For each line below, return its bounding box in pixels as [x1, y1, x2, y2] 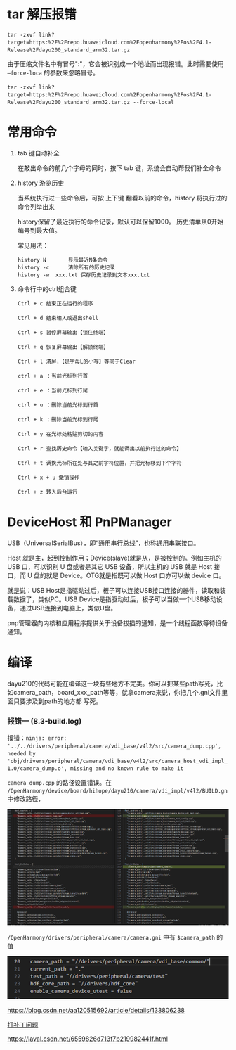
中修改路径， [7, 795, 44, 803]
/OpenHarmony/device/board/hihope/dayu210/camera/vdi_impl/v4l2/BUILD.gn [7, 788, 228, 795]
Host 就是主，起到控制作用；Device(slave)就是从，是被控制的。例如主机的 [7, 553, 223, 562]
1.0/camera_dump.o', [7, 765, 68, 772]
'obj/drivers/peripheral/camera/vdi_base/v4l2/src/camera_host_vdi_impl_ [7, 757, 228, 765]
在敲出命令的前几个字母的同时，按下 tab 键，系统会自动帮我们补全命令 [17, 163, 221, 172]
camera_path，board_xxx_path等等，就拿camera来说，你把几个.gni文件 [13, 688, 222, 696]
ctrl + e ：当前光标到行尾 [17, 387, 88, 394]
